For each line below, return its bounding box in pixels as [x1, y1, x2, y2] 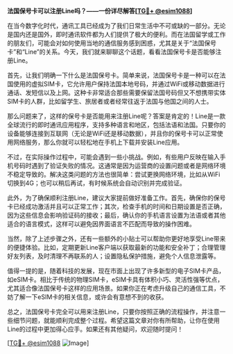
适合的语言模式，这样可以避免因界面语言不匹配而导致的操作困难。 [7, 220, 196, 228]
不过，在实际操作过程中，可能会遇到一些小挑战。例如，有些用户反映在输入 [7, 153, 220, 161]
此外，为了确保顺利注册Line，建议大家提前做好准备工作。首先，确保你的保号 [7, 194, 226, 202]
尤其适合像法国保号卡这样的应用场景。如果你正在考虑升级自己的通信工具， [7, 284, 220, 292]
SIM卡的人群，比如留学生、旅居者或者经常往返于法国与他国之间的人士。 [7, 97, 213, 105]
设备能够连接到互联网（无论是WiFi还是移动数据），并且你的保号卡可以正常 [7, 129, 217, 138]
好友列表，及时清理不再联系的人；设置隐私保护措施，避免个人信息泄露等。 [7, 252, 220, 260]
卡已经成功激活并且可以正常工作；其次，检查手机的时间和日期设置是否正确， [7, 202, 226, 211]
